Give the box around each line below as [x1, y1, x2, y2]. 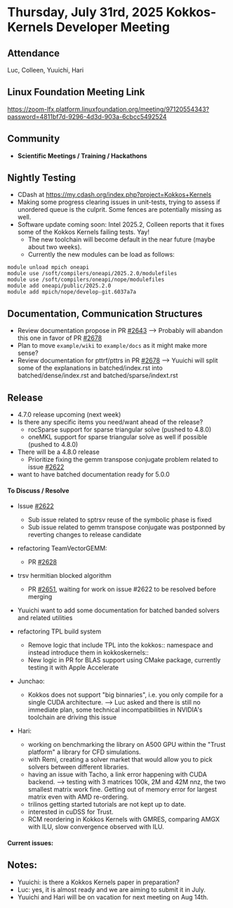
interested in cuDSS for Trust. [27, 807, 114, 816]
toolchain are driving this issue [27, 713, 117, 721]
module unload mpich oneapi [7, 264, 90, 271]
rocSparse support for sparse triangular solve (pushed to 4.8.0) [27, 425, 212, 434]
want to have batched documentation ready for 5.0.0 [17, 470, 170, 479]
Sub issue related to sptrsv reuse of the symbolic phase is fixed [27, 515, 212, 524]
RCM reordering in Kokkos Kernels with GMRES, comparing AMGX [27, 815, 220, 824]
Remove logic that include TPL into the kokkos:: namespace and [27, 641, 213, 650]
